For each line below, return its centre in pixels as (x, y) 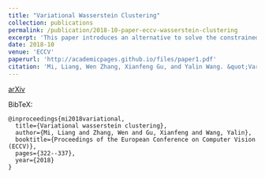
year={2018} (35, 160)
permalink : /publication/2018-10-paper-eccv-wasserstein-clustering (123, 30)
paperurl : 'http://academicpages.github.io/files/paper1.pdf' (112, 60)
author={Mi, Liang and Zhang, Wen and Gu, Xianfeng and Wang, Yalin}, (134, 132)
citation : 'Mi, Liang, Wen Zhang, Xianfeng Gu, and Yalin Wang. (116, 67)
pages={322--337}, (46, 153)
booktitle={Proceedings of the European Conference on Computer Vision (136, 139)
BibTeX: (21, 104)
